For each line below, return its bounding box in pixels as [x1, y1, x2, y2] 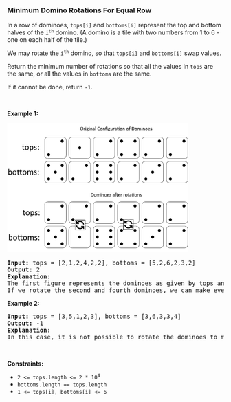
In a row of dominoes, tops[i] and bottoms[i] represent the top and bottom [7, 21, 221, 30]
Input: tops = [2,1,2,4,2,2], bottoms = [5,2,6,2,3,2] [7, 259, 196, 267]
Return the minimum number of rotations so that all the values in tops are [7, 63, 214, 71]
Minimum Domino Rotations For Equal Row [7, 5, 152, 15]
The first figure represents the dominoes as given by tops [7, 280, 214, 287]
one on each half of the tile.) [7, 36, 87, 44]
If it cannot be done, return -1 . [7, 83, 93, 91]
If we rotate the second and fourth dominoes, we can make [7, 287, 211, 294]
